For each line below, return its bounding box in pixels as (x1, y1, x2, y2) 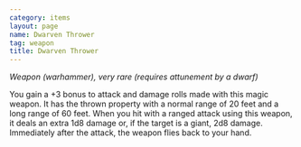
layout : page (9, 22, 59, 31)
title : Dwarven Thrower (9, 47, 99, 56)
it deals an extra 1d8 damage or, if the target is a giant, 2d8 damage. (9, 118, 264, 129)
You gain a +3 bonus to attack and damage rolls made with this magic (9, 89, 269, 100)
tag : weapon (9, 38, 54, 48)
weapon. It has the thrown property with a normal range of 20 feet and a (9, 98, 279, 109)
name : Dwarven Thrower (9, 30, 95, 39)
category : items (9, 13, 71, 23)
